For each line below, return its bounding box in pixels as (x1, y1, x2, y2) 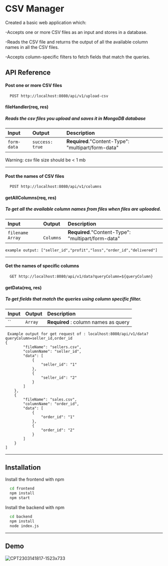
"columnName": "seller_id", (23, 349, 81, 354)
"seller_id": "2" (40, 375, 77, 380)
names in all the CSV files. (5, 44, 59, 50)
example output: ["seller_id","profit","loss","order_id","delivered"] (5, 248, 157, 253)
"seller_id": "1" (40, 362, 77, 367)
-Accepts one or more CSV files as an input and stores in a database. (5, 29, 147, 35)
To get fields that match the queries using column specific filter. (5, 296, 141, 302)
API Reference (5, 68, 51, 77)
